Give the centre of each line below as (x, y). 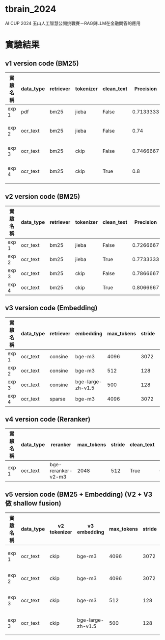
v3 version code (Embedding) (51, 308)
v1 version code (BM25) (42, 63)
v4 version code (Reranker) (48, 419)
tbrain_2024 (31, 9)
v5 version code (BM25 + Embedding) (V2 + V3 (79, 494)
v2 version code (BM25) (42, 197)
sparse (58, 399)
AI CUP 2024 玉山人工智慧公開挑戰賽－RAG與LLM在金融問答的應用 (73, 23)
